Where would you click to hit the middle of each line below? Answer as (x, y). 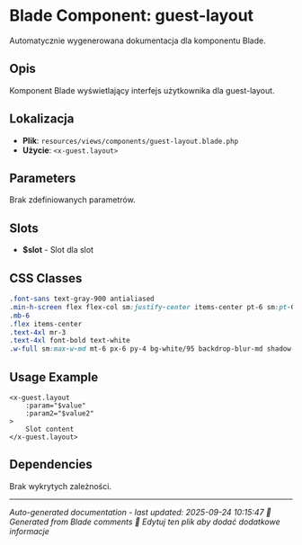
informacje (29, 531)
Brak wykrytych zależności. (61, 486)
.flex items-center (46, 324)
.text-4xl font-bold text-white (70, 341)
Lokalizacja (42, 119)
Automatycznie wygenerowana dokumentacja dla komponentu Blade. (138, 40)
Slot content (50, 429)
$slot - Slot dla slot (58, 250)
